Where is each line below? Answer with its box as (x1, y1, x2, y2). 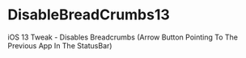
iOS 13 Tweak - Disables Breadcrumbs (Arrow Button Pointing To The (7, 32, 238, 42)
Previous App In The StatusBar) (7, 40, 112, 50)
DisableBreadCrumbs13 (7, 6, 171, 24)
